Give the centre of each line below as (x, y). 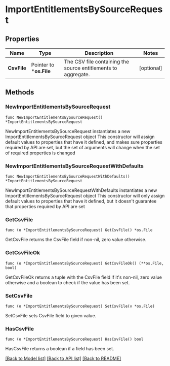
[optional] (151, 68)
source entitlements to (91, 68)
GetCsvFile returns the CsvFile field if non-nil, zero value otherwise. (76, 240)
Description (99, 53)
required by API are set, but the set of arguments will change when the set (83, 147)
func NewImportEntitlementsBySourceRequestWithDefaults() (68, 176)
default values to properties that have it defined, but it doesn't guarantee (81, 201)
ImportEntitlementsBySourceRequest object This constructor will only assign (85, 195)
